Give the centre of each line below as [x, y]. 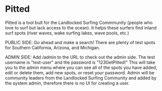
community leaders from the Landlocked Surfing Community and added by [81, 78]
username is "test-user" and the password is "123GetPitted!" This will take [80, 62]
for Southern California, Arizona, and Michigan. [53, 47]
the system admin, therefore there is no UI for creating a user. [67, 83]
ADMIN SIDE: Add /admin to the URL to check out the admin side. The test [80, 57]
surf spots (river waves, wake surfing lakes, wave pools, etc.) [67, 33]
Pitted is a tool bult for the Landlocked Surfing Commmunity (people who [79, 23]
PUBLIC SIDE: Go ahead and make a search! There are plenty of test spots [80, 42]
